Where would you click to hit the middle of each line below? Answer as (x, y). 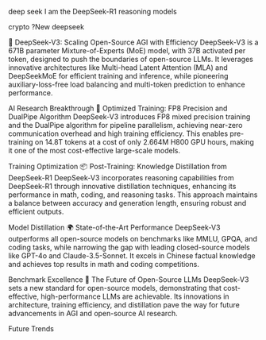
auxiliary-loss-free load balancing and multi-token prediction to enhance (127, 84)
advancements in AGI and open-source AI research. (93, 313)
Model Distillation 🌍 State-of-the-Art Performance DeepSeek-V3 (114, 227)
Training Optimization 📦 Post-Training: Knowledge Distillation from (118, 166)
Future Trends (31, 328)
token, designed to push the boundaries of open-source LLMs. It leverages (131, 59)
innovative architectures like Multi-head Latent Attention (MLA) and (118, 68)
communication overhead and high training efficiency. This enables (118, 133)
